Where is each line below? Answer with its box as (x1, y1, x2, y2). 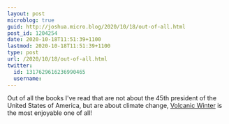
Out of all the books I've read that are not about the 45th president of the (7, 94, 217, 102)
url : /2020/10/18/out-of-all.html (7, 56, 108, 63)
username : (13, 75, 42, 82)
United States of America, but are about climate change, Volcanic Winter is (7, 102, 222, 110)
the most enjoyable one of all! (7, 109, 93, 117)
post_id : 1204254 (7, 29, 58, 37)
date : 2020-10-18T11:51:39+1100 (7, 36, 101, 43)
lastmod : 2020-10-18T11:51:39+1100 (7, 42, 111, 49)
